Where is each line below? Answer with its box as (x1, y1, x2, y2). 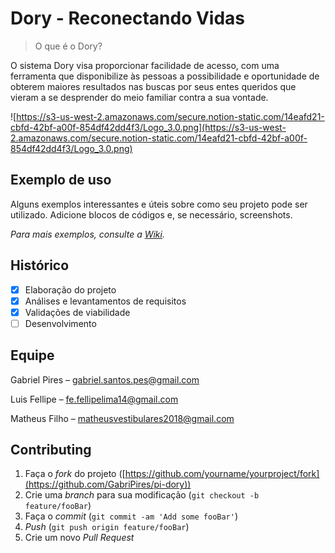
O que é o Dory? (34, 40, 103, 52)
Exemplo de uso (10, 172, 112, 189)
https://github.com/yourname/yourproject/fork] (124, 468, 320, 480)
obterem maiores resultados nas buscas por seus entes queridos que (10, 80, 297, 92)
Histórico (10, 257, 70, 274)
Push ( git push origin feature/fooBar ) (24, 521, 190, 533)
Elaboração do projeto (24, 283, 117, 296)
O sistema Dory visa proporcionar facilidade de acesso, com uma (10, 59, 280, 71)
